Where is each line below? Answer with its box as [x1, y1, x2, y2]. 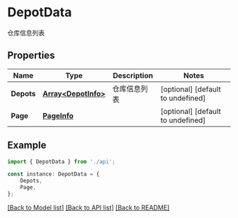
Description [113, 70, 154, 80]
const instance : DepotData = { [7, 171, 100, 178]
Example [7, 139, 47, 151]
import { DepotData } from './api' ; [7, 158, 115, 165]
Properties [7, 50, 55, 62]
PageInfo [42, 110, 74, 120]
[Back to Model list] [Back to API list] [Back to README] [7, 203, 170, 212]
